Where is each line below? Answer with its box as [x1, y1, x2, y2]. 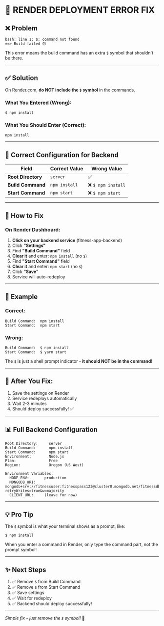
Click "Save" [12, 269, 39, 274]
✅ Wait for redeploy [12, 595, 52, 601]
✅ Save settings [12, 590, 45, 596]
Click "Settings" [12, 243, 46, 248]
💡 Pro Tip [5, 510, 34, 518]
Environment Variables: [5, 471, 54, 476]
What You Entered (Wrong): [5, 99, 72, 106]
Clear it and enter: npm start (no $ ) [12, 263, 83, 269]
